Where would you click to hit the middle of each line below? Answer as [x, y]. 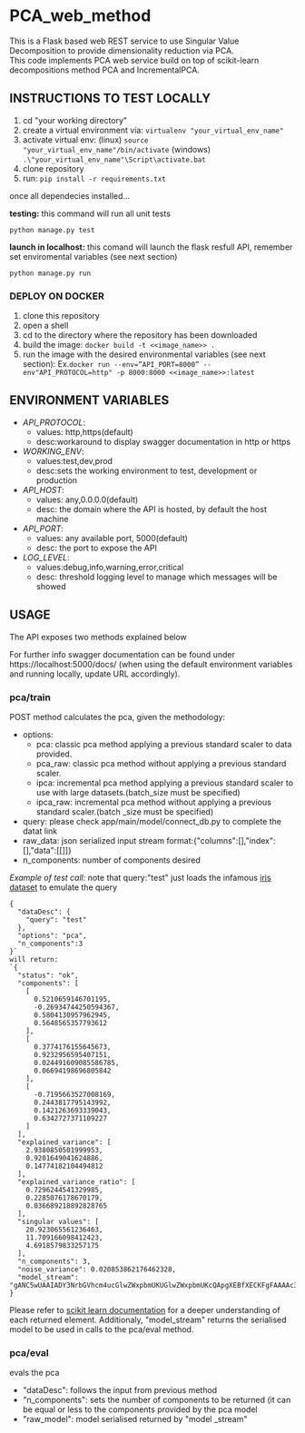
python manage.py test [52, 230]
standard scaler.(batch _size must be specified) [125, 811]
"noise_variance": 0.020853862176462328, [97, 1269]
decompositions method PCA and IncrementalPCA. [104, 70]
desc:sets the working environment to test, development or [147, 470]
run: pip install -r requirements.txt [94, 178]
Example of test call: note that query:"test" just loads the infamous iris [140, 877]
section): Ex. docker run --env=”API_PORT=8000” [111, 364]
